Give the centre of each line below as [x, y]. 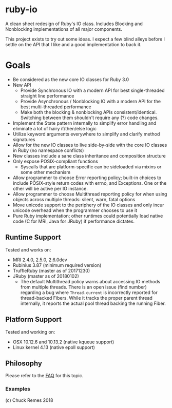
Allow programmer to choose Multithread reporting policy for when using [90, 194]
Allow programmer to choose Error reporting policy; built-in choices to [87, 178]
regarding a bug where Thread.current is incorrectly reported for [89, 292]
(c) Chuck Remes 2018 [29, 400]
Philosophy [24, 363]
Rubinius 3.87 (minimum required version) [57, 265]
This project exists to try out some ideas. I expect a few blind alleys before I [85, 39]
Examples [18, 389]
